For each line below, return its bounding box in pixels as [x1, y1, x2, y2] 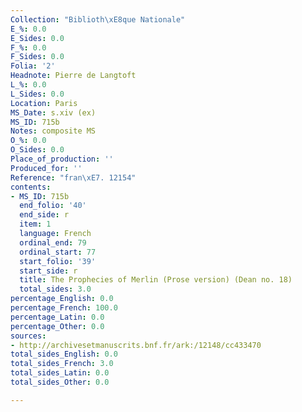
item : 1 [19, 219, 52, 230]
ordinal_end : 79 [19, 237, 87, 248]
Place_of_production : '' [10, 154, 114, 164]
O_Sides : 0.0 [10, 145, 65, 155]
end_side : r [19, 210, 70, 220]
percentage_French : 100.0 [10, 303, 118, 313]
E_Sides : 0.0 [10, 33, 65, 43]
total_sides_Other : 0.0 [10, 377, 110, 387]
